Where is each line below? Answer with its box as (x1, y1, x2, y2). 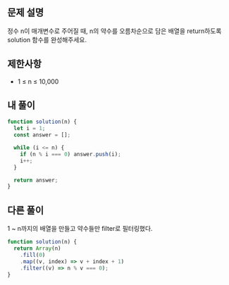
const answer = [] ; (13, 132, 71, 139)
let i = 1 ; (13, 125, 46, 132)
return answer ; (13, 177, 58, 184)
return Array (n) (13, 245, 61, 252)
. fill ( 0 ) (20, 251, 46, 258)
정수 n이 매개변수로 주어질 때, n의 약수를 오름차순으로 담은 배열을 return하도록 (7, 27, 222, 35)
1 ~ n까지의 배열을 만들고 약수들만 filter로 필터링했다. (7, 224, 153, 233)
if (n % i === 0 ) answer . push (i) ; (20, 151, 121, 158)
